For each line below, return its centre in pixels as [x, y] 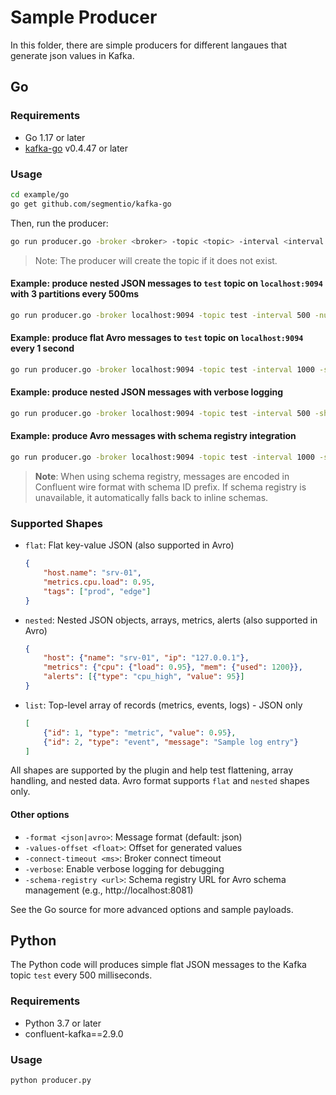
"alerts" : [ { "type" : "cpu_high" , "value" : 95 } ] [144, 677]
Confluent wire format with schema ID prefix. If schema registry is [170, 487]
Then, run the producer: [59, 223]
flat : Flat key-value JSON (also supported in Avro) [129, 545]
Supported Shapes [56, 523]
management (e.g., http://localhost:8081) [109, 890]
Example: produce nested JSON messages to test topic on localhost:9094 [166, 283]
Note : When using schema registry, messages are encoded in [162, 476]
